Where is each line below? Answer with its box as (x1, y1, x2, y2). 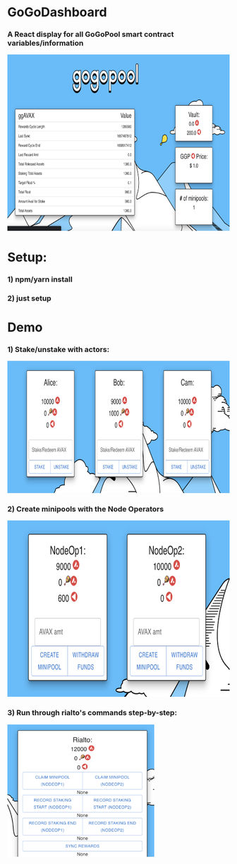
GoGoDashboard (7, 4, 107, 20)
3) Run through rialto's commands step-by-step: (7, 708, 178, 718)
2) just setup (7, 293, 51, 303)
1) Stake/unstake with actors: (7, 344, 110, 354)
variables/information (7, 38, 84, 48)
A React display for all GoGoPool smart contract (7, 30, 174, 39)
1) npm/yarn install (7, 274, 73, 284)
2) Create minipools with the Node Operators (7, 504, 164, 513)
